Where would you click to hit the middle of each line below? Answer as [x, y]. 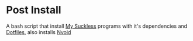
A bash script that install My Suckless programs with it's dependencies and [97, 26]
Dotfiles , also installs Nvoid [39, 32]
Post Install [34, 10]
